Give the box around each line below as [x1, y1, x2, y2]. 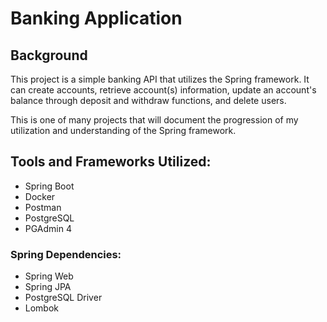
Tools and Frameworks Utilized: [10, 153, 212, 171]
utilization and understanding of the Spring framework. [10, 125, 237, 136]
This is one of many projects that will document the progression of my [10, 114, 299, 126]
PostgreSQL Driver [24, 292, 103, 304]
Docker [24, 190, 56, 202]
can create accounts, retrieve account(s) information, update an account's [10, 84, 317, 96]
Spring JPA [24, 281, 72, 293]
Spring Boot [24, 180, 75, 192]
